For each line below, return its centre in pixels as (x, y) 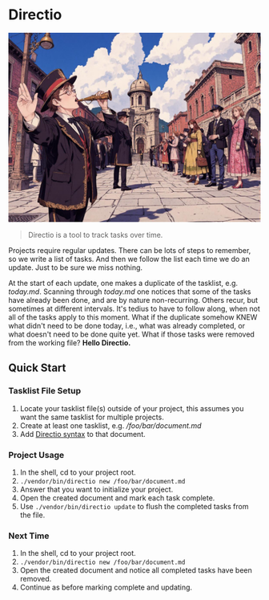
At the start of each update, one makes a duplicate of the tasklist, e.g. (123, 283)
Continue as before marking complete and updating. (106, 587)
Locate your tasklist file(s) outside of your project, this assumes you (132, 408)
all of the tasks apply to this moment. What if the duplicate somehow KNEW (133, 317)
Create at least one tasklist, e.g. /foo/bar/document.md (110, 425)
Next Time (29, 536)
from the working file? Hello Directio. (70, 342)
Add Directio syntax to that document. (82, 434)
